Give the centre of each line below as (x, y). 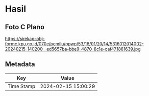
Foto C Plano (25, 27)
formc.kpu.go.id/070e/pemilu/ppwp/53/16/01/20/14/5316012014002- (74, 44)
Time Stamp (22, 86)
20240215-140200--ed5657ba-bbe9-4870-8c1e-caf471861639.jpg (73, 49)
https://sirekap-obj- (25, 38)
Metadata (20, 64)
